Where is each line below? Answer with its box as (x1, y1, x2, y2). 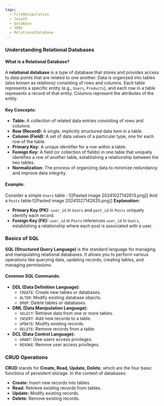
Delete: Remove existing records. (12, 396, 80, 402)
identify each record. (12, 212, 55, 218)
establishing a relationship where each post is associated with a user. (12, 222, 153, 229)
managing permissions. (5, 262, 53, 268)
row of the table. (12, 139, 46, 145)
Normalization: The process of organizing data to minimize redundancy (12, 165, 158, 171)
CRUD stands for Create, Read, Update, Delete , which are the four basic (5, 365, 152, 371)
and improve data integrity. (12, 170, 67, 176)
